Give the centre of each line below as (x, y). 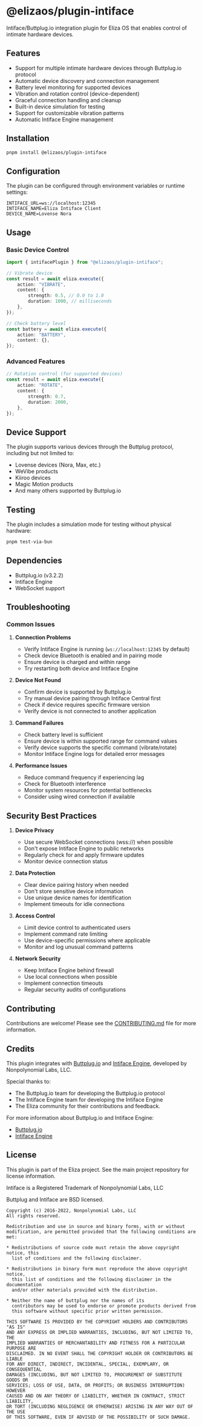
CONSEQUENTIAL (24, 1369)
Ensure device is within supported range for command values (100, 741)
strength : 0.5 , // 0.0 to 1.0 (66, 296)
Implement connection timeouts (64, 983)
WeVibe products (37, 471)
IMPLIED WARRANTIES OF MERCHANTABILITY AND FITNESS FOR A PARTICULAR (96, 1343)
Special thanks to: (29, 1081)
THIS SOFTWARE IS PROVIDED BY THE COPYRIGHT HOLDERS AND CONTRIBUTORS (97, 1322)
